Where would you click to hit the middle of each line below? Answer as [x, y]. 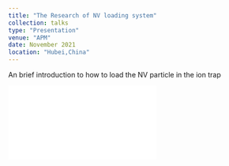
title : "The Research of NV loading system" [83, 15]
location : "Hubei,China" [49, 52]
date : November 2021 [42, 45]
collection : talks [38, 23]
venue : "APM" [30, 38]
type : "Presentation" [44, 30]
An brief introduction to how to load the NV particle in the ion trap [114, 75]
